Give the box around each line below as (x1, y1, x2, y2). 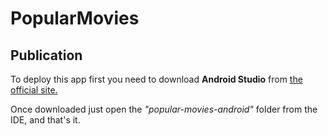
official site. (10, 84, 58, 96)
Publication (10, 47, 83, 64)
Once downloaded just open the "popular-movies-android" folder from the (10, 103, 318, 115)
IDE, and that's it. (10, 114, 81, 126)
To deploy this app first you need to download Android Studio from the (10, 73, 303, 85)
